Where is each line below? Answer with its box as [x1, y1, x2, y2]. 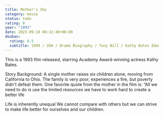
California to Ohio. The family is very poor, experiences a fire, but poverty [5, 76, 153, 82]
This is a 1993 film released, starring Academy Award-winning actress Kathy [5, 56, 159, 62]
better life [5, 92, 24, 98]
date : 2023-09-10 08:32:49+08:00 [5, 30, 73, 34]
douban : [5, 34, 21, 39]
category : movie [5, 12, 38, 17]
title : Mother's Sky [5, 7, 47, 12]
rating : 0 [5, 20, 25, 26]
